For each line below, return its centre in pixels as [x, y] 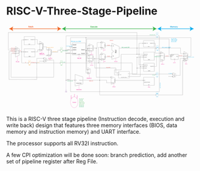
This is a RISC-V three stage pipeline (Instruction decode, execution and [95, 119]
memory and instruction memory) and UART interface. [74, 132]
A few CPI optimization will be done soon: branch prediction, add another [97, 155]
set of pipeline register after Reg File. [52, 161]
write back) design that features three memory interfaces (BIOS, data [92, 125]
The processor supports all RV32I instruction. [62, 143]
